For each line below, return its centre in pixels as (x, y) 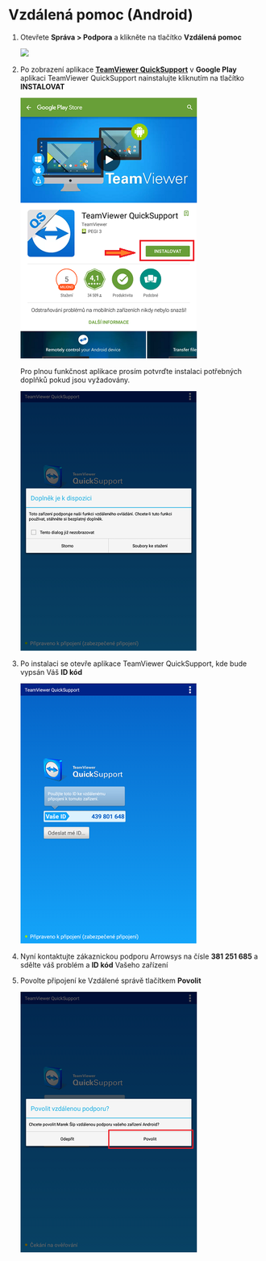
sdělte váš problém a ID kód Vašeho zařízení (94, 964)
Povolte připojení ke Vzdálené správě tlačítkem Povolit (110, 980)
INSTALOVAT (42, 86)
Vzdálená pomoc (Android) (101, 15)
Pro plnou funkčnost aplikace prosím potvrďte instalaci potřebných (131, 371)
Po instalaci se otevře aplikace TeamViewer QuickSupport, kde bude (133, 664)
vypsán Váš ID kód (51, 672)
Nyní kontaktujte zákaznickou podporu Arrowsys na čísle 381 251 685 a (139, 956)
